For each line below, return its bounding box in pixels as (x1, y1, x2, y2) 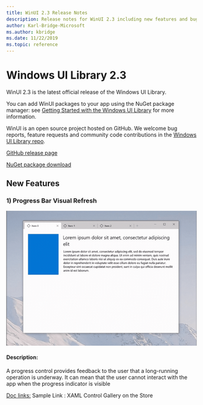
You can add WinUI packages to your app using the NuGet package (6, 100, 175, 107)
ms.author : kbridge (6, 29, 56, 35)
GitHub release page (6, 149, 58, 157)
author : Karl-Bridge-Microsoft (6, 22, 85, 28)
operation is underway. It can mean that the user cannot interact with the (6, 374, 188, 381)
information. (6, 112, 37, 120)
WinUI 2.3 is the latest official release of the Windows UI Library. (6, 88, 167, 96)
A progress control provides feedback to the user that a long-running (6, 368, 178, 375)
